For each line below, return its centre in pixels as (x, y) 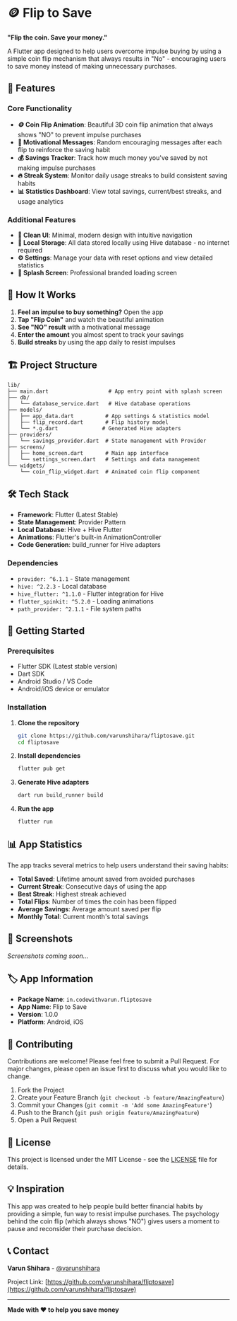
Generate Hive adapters (53, 783)
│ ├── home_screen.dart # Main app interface (88, 453)
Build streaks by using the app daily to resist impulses (96, 342)
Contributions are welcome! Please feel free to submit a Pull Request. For (114, 1061)
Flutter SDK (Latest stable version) (67, 667)
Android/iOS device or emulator (63, 689)
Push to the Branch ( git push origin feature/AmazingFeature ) (108, 1113)
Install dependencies (49, 756)
